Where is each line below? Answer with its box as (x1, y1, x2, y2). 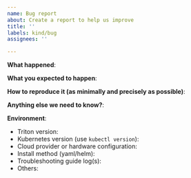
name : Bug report (7, 10, 57, 17)
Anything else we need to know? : (7, 101, 105, 109)
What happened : (7, 61, 57, 69)
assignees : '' (7, 36, 48, 43)
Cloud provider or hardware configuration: (17, 142, 138, 150)
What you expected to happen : (7, 74, 98, 83)
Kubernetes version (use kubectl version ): (17, 135, 139, 144)
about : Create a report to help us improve (7, 17, 134, 23)
